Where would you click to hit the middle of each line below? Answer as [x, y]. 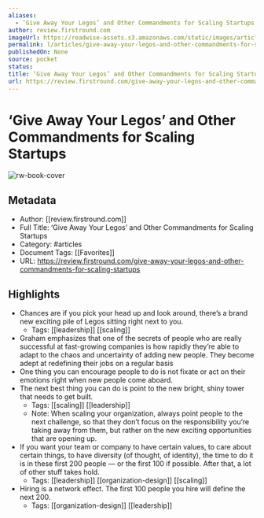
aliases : [22, 15]
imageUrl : [24, 37]
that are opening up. [64, 438]
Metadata [32, 200]
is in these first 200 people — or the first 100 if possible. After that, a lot [135, 464]
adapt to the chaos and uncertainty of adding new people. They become [137, 355]
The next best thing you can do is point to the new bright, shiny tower [132, 388]
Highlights [34, 294]
